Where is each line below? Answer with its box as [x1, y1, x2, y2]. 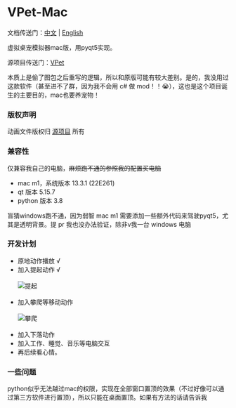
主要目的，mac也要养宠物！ [19, 91, 100, 99]
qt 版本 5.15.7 [17, 187, 55, 196]
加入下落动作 [17, 330, 55, 338]
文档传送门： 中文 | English [7, 28, 84, 37]
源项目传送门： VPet [7, 58, 65, 67]
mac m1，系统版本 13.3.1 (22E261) [17, 178, 115, 187]
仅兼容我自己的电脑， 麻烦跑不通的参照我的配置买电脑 [7, 164, 162, 172]
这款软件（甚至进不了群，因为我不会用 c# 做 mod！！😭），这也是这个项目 [7, 81, 222, 90]
